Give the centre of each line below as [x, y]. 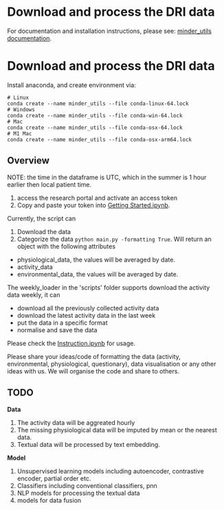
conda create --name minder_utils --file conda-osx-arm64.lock [100, 139]
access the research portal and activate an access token [97, 198]
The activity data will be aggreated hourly [76, 422]
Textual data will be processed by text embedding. [88, 444]
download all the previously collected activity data [88, 308]
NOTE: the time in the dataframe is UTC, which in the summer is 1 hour [107, 177]
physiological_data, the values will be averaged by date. [96, 259]
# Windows [21, 109]
